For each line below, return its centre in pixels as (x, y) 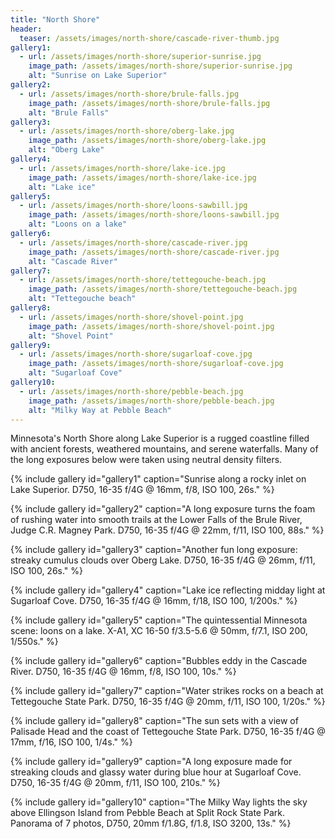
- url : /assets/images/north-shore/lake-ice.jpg (122, 168)
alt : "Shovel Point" (71, 336)
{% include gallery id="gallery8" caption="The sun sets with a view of (154, 721)
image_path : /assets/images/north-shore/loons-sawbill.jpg (154, 215)
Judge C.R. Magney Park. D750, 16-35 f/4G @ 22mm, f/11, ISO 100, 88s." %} (167, 530)
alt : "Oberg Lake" (66, 150)
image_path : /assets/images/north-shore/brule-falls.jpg (149, 103)
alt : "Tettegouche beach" (82, 299)
